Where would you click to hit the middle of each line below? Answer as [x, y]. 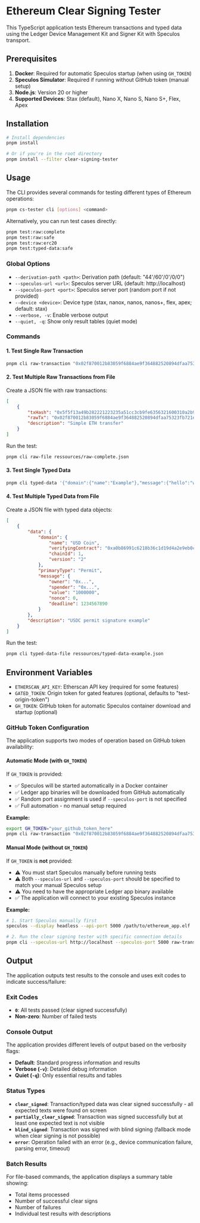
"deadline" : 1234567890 [78, 604]
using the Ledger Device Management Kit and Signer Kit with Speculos [93, 33]
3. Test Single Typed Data [38, 470]
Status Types [26, 1091]
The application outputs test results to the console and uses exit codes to [96, 975]
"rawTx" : [38, 418]
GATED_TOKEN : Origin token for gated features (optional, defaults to [95, 693]
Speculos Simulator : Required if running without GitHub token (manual [102, 79]
